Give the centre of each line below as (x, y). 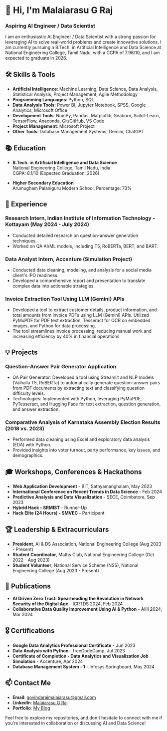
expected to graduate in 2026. (36, 58)
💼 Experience (26, 204)
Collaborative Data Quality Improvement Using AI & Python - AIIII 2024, (87, 609)
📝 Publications (28, 586)
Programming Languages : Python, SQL (53, 100)
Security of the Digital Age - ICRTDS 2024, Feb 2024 (68, 604)
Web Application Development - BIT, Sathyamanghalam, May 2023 (82, 486)
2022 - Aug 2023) (31, 560)
